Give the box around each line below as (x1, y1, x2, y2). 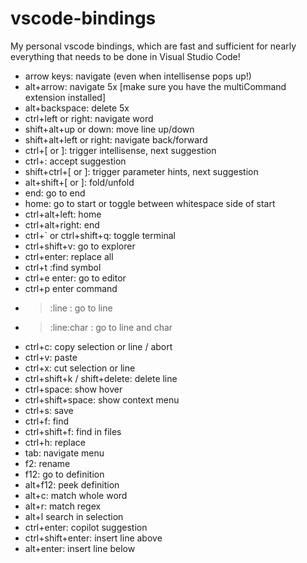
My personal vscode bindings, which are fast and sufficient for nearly (10, 40, 297, 52)
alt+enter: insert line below (24, 542, 136, 554)
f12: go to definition (24, 468, 105, 480)
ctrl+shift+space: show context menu (24, 393, 180, 406)
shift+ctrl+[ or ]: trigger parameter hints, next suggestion (24, 165, 259, 177)
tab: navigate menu (24, 447, 105, 459)
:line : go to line (49, 302, 113, 314)
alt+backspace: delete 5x (24, 102, 130, 114)
